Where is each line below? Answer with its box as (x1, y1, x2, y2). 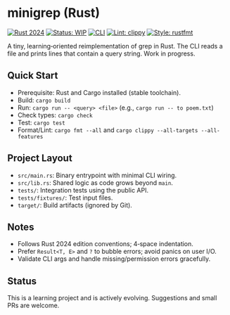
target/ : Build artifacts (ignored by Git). (17, 200, 132, 209)
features (17, 133, 44, 140)
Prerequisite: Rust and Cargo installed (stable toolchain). (17, 88, 181, 96)
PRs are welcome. (7, 301, 60, 310)
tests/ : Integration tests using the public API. (17, 186, 149, 194)
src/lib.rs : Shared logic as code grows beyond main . (17, 178, 174, 187)
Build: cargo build (17, 96, 71, 104)
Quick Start (7, 70, 58, 82)
